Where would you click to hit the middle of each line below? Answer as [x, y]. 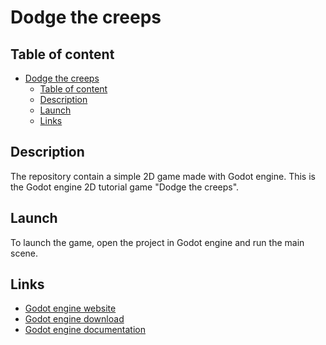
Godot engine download [74, 319]
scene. [24, 253]
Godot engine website [70, 308]
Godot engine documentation [85, 330]
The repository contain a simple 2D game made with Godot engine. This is [163, 176]
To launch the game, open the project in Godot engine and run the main [157, 242]
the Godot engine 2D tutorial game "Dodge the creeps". [125, 187]
